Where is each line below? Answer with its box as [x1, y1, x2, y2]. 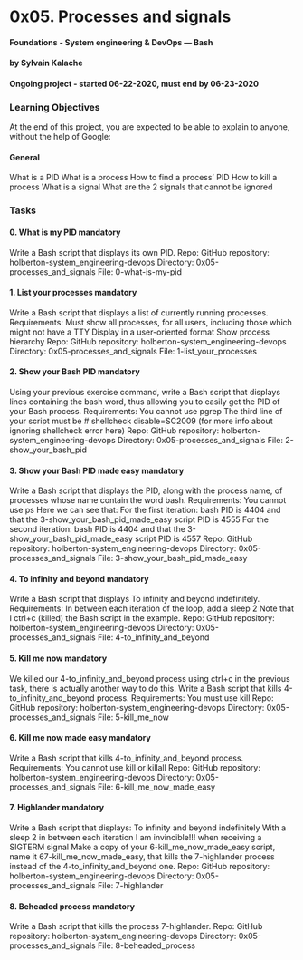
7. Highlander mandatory [9, 802, 105, 813]
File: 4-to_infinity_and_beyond [98, 632, 210, 643]
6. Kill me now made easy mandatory [9, 732, 151, 743]
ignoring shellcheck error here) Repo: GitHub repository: [9, 425, 220, 436]
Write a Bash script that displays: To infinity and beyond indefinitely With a [9, 822, 287, 833]
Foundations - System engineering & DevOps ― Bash [9, 36, 213, 47]
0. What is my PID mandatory [9, 227, 121, 238]
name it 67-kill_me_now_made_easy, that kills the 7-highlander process [9, 851, 275, 862]
